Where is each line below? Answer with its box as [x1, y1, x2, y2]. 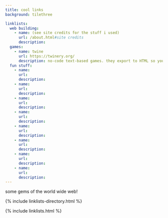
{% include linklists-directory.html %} [5, 198, 82, 204]
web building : [9, 26, 39, 31]
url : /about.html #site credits [18, 35, 84, 40]
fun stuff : [9, 63, 32, 68]
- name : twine [14, 49, 43, 54]
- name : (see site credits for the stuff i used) [14, 31, 120, 36]
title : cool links [5, 7, 43, 13]
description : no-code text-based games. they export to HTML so [18, 58, 155, 63]
